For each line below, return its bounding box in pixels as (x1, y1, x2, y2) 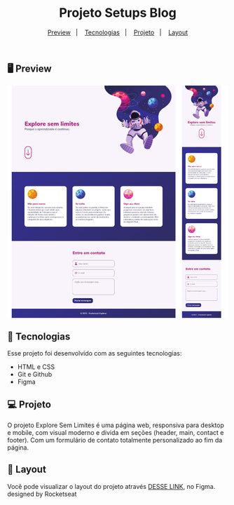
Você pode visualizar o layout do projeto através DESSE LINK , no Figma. (7, 482, 216, 490)
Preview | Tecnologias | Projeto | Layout (47, 28, 188, 36)
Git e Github (17, 370, 53, 378)
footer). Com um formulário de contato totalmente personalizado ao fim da (7, 436, 223, 444)
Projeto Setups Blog (59, 5, 177, 21)
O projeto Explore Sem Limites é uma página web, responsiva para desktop (7, 421, 224, 429)
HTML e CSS (17, 363, 55, 371)
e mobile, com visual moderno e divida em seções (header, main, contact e (7, 428, 224, 436)
